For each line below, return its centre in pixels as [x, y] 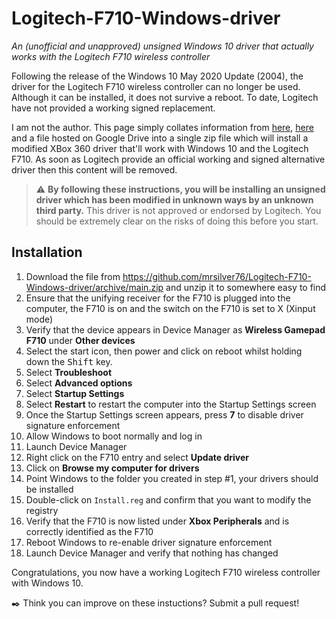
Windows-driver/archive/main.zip [94, 287]
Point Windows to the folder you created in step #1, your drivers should [172, 478]
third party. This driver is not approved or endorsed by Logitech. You [178, 210]
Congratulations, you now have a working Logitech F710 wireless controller [166, 572]
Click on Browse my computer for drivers [112, 468]
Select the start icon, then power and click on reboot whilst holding [164, 351]
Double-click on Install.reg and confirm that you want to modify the [168, 499]
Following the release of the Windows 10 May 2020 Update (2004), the [157, 76]
